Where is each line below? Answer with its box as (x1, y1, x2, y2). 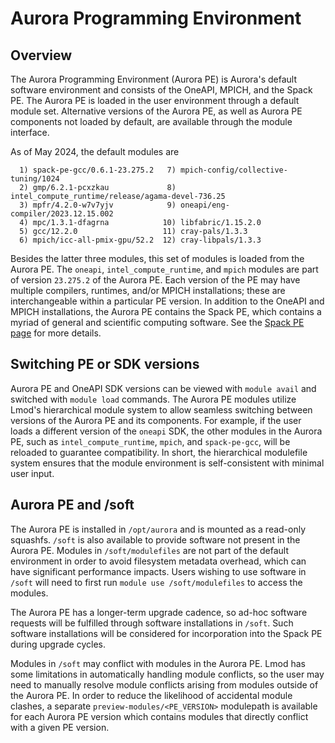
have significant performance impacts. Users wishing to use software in (10, 565, 307, 577)
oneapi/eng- (180, 200, 230, 210)
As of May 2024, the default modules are (10, 146, 180, 157)
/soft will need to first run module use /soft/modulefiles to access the (10, 576, 303, 588)
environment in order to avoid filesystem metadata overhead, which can (10, 555, 307, 567)
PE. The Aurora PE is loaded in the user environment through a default (10, 95, 300, 106)
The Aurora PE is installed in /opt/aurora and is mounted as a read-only (10, 523, 307, 535)
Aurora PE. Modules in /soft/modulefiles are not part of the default (10, 544, 290, 556)
